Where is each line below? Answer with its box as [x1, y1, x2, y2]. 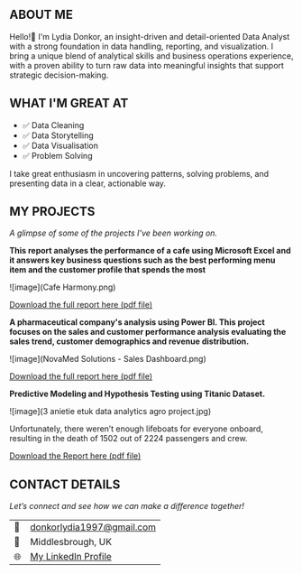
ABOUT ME [9, 7, 74, 23]
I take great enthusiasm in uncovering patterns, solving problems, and [9, 168, 270, 179]
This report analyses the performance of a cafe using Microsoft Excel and [9, 245, 291, 256]
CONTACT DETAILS [9, 477, 121, 492]
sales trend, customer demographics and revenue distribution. [9, 336, 250, 347]
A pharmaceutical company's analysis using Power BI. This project [9, 317, 266, 328]
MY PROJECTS [9, 204, 96, 219]
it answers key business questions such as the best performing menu [9, 255, 276, 265]
